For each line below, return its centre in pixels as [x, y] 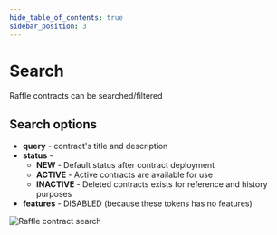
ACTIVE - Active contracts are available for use [124, 175]
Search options [53, 124]
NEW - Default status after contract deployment [125, 165]
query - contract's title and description [95, 146]
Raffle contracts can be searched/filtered [86, 96]
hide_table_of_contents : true [67, 18]
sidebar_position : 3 [48, 26]
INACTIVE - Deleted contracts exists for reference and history [152, 184]
